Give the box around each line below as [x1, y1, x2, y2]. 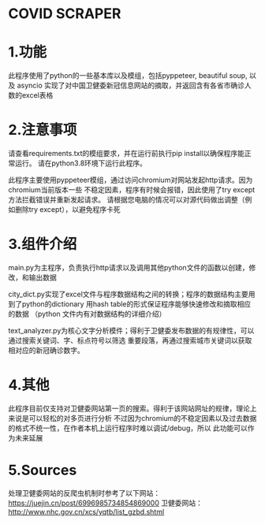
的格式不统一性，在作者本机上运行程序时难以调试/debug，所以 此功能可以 [8, 423, 248, 433]
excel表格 [21, 91, 54, 100]
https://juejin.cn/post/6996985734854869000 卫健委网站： [8, 498, 203, 507]
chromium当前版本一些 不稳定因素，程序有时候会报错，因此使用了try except [8, 185, 256, 195]
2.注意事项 [8, 121, 77, 139]
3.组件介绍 [8, 236, 77, 253]
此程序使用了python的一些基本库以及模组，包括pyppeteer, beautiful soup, [8, 71, 248, 80]
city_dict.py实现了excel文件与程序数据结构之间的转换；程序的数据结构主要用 [8, 289, 256, 299]
